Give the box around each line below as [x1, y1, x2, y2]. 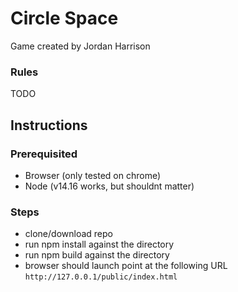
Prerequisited [10, 147, 78, 161]
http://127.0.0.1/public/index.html [24, 272, 178, 282]
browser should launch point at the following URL [24, 260, 228, 272]
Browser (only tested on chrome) [24, 169, 162, 181]
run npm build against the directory [24, 249, 170, 261]
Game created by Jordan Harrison [10, 40, 151, 52]
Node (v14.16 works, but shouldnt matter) [24, 180, 195, 192]
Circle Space [10, 7, 119, 30]
